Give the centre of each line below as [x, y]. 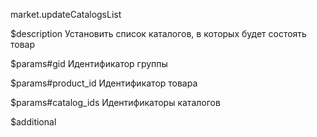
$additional [33, 122]
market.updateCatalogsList [66, 14]
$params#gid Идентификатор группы [89, 63]
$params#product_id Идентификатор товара [104, 83]
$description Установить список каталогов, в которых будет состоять [158, 33]
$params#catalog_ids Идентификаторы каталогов [115, 102]
